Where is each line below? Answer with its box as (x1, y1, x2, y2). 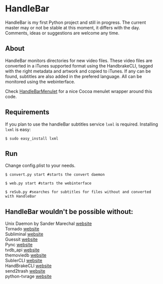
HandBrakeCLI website (5, 263, 52, 269)
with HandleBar (5, 194, 37, 199)
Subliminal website (5, 231, 43, 237)
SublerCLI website (5, 258, 42, 264)
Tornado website (5, 226, 40, 232)
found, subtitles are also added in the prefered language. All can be (5, 73, 142, 79)
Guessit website (5, 236, 38, 242)
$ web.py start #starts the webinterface (5, 181, 92, 186)
